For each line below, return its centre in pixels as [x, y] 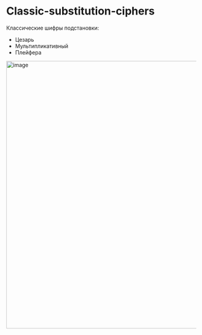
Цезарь [24, 39]
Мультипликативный [42, 46]
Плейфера [28, 52]
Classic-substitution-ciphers [80, 11]
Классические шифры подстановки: [53, 28]
